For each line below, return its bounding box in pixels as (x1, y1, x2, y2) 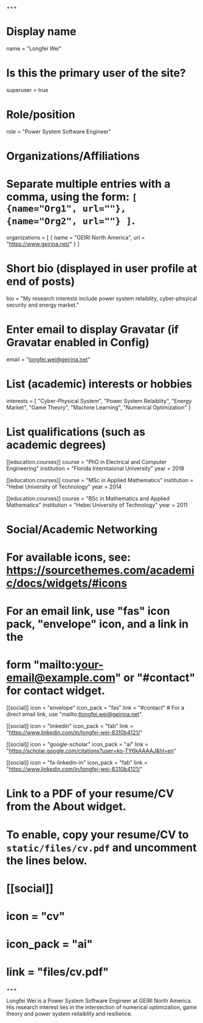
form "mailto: (6, 658, 75, 672)
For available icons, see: (6, 551, 131, 565)
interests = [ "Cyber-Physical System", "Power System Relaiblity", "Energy (6, 397, 192, 404)
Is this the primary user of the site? (6, 66, 187, 80)
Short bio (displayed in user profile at (6, 262, 198, 276)
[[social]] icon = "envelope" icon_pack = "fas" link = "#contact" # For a (6, 704, 185, 711)
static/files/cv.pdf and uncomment (6, 841, 197, 854)
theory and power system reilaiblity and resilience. (6, 1010, 132, 1018)
